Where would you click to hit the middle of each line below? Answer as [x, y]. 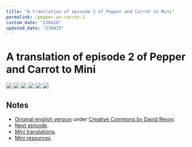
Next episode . [31, 125]
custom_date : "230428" [34, 22]
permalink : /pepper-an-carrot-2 [46, 17]
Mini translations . [36, 132]
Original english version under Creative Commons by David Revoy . [95, 119]
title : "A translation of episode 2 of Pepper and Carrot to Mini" [90, 11]
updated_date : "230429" [35, 28]
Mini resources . [33, 138]
